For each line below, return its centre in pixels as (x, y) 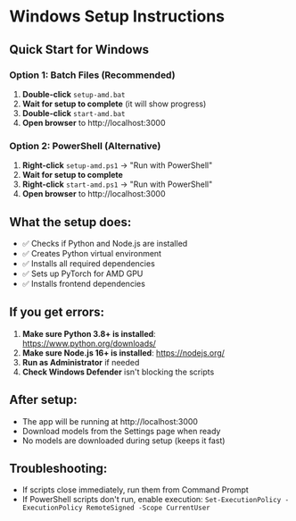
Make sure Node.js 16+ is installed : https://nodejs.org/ (123, 353)
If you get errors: (57, 312)
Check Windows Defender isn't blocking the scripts (118, 372)
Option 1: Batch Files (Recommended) (92, 75)
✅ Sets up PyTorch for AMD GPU (82, 273)
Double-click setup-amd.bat (74, 94)
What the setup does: (70, 222)
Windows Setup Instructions (117, 17)
